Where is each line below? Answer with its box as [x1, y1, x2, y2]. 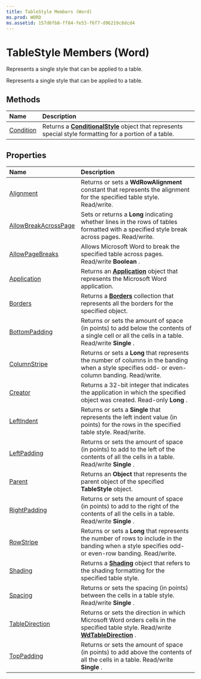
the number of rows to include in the [80, 534, 182, 542]
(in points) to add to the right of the [80, 502, 179, 510]
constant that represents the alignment [80, 185, 190, 193]
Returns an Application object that [80, 267, 178, 275]
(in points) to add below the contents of [80, 324, 192, 332]
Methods [6, 94, 41, 105]
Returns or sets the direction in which [80, 608, 185, 617]
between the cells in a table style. [80, 591, 175, 599]
